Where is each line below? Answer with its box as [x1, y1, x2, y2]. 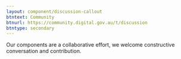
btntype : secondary [6, 25, 55, 31]
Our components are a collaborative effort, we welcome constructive [6, 41, 175, 48]
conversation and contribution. [6, 48, 82, 55]
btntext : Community [6, 14, 55, 20]
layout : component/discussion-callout [6, 8, 102, 15]
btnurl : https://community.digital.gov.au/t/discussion [6, 19, 148, 25]
